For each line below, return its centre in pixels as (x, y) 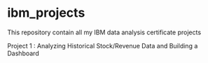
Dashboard (23, 53)
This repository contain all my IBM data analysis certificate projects (104, 32)
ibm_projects (46, 13)
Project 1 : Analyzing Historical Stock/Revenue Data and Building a (103, 45)
